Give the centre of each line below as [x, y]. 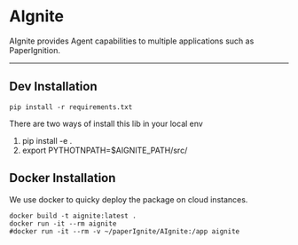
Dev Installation [53, 87]
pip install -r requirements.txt [71, 107]
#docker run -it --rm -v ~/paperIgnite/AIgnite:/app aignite [125, 231]
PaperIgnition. [35, 50]
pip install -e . [47, 140]
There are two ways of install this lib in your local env [106, 123]
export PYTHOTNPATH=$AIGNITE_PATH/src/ [105, 150]
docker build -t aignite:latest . [73, 216]
